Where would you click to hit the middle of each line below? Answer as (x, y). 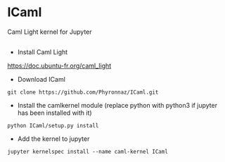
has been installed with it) (55, 113)
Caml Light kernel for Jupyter (50, 32)
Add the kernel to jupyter (53, 139)
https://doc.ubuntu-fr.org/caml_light (59, 66)
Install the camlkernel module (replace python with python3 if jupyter (117, 106)
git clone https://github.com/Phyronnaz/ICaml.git (83, 92)
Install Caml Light (43, 52)
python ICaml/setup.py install (53, 126)
